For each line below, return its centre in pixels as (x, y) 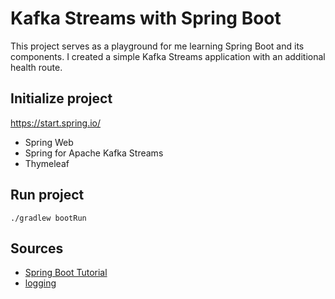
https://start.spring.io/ (56, 123)
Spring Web (49, 142)
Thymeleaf (47, 163)
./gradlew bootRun (48, 218)
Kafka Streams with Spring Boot (146, 18)
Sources (37, 248)
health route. (36, 67)
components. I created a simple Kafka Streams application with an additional (168, 56)
